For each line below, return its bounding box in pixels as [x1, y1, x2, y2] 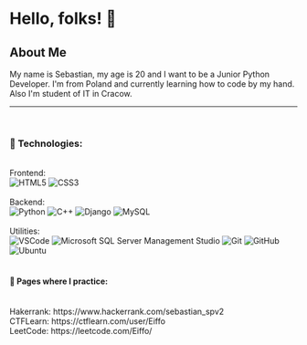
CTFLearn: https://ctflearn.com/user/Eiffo [9, 315, 166, 327]
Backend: [9, 196, 46, 208]
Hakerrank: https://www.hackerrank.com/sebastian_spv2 [9, 306, 225, 317]
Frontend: [9, 168, 47, 179]
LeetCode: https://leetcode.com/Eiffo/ [9, 325, 153, 336]
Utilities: [9, 225, 40, 236]
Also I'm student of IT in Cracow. [9, 89, 132, 99]
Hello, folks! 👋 [9, 8, 117, 29]
